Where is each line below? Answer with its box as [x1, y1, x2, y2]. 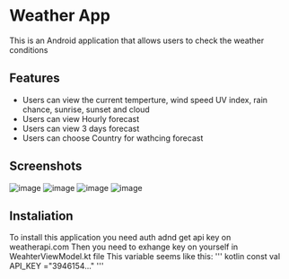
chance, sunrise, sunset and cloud [22, 104, 150, 115]
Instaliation [9, 208, 74, 223]
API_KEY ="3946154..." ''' [9, 261, 104, 272]
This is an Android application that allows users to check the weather [9, 35, 265, 46]
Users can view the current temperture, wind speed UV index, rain [22, 94, 267, 105]
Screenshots [9, 159, 83, 174]
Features [9, 71, 60, 86]
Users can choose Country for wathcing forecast [22, 132, 204, 144]
